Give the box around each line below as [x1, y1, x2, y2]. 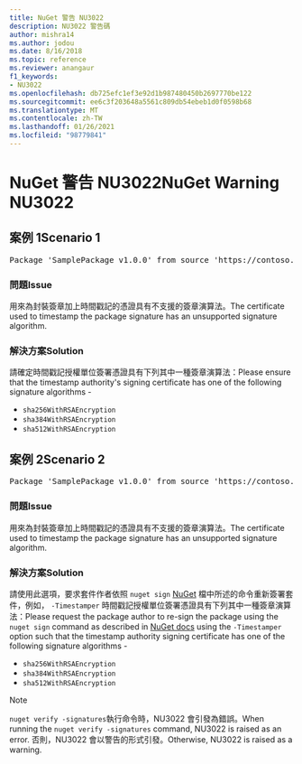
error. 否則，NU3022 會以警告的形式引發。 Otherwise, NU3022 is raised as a [9, 733, 293, 745]
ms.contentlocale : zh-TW [9, 114, 103, 123]
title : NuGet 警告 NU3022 [9, 13, 104, 23]
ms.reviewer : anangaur [9, 64, 95, 73]
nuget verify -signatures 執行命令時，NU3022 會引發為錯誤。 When [9, 713, 264, 723]
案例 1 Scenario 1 [9, 230, 101, 246]
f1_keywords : [9, 72, 59, 81]
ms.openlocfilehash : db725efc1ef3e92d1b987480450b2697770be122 [9, 89, 252, 98]
